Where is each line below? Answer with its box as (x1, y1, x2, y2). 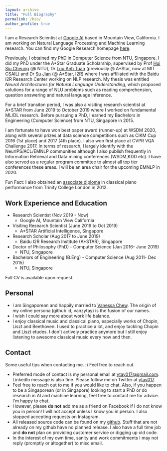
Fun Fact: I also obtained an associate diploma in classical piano (5, 179, 137, 185)
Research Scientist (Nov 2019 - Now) (12, 212, 89, 218)
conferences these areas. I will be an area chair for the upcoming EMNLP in (5, 164, 161, 170)
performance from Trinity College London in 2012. (5, 185, 108, 191)
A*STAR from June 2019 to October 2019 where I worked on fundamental (5, 107, 156, 113)
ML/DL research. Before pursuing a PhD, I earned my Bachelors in (5, 113, 141, 118)
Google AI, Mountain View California (19, 218, 95, 224)
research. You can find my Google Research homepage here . (5, 45, 131, 51)
